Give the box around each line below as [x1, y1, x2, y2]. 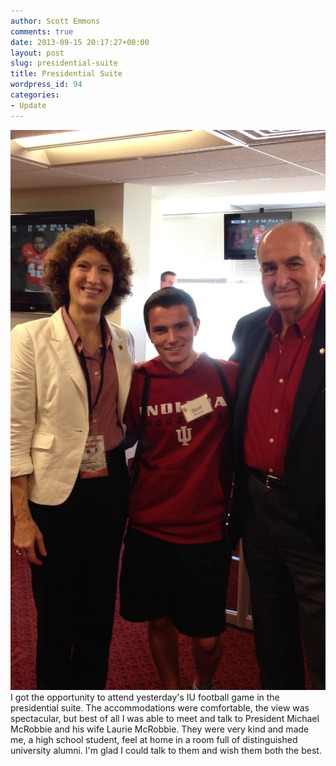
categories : [10, 90, 60, 100]
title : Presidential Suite [10, 69, 123, 79]
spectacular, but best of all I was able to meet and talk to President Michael [10, 712, 320, 724]
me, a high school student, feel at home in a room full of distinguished [10, 733, 298, 745]
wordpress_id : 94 [10, 80, 83, 90]
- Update [10, 100, 47, 110]
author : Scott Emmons [10, 16, 101, 26]
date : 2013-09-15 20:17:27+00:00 [10, 37, 150, 47]
